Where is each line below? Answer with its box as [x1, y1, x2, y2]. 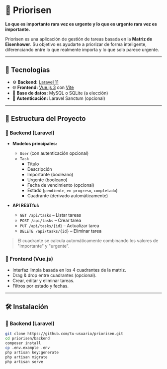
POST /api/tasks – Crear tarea [19, 217, 82, 224]
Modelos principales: [12, 141, 57, 147]
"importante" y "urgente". [17, 243, 70, 249]
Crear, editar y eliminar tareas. [12, 277, 75, 284]
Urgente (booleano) [27, 177, 68, 183]
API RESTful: [12, 202, 40, 209]
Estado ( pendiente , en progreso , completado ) [27, 187, 118, 194]
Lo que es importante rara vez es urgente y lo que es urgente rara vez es [5, 21, 158, 27]
